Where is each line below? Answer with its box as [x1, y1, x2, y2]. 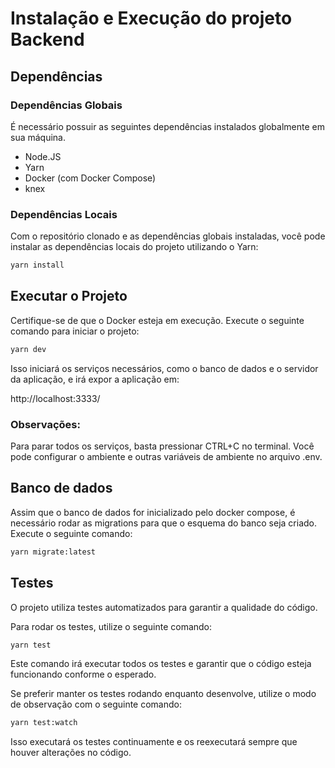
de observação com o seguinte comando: [10, 698, 183, 711]
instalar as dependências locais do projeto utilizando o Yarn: [10, 241, 259, 253]
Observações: [10, 417, 81, 431]
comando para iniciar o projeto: [10, 325, 140, 337]
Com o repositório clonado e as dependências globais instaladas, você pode [10, 230, 326, 242]
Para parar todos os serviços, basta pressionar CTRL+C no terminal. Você [10, 440, 315, 452]
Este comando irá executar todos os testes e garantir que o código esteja [10, 658, 312, 670]
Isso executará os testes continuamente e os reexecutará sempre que [10, 736, 298, 748]
